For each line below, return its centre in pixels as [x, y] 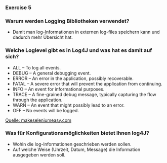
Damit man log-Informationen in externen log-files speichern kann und [86, 32]
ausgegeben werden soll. [39, 154]
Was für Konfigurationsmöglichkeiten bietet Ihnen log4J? [77, 133]
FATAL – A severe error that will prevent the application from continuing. [88, 84]
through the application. [37, 100]
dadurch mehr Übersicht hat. [43, 37]
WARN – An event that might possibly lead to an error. [69, 105]
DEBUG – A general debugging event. [52, 73]
